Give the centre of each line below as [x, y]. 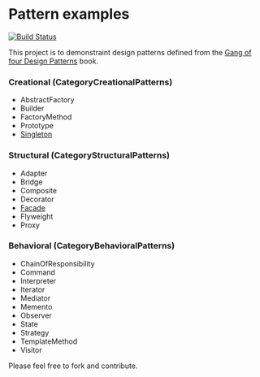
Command [37, 272]
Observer [36, 315]
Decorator [37, 199]
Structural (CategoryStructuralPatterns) [89, 155]
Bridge [31, 182]
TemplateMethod [49, 341]
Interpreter [38, 280]
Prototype [37, 126]
